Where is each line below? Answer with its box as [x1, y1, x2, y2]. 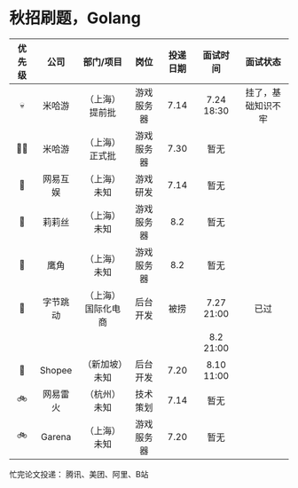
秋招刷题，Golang [9, 8, 142, 28]
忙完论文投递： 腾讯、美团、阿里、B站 [9, 468, 149, 479]
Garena [41, 430, 72, 443]
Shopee [39, 364, 73, 376]
